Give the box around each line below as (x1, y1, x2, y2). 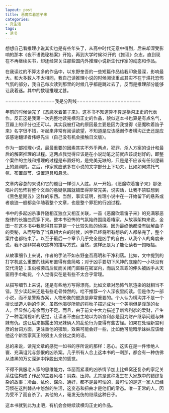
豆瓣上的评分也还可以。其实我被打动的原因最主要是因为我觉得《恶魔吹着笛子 (5, 121, 164, 127)
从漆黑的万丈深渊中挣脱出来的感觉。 (5, 356, 80, 362)
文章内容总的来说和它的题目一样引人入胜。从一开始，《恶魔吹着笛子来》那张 (5, 181, 162, 186)
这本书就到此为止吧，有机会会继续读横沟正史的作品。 (5, 402, 116, 408)
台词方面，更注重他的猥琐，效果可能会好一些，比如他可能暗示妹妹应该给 (14, 326, 164, 332)
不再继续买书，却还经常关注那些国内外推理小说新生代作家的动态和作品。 (9, 58, 159, 63)
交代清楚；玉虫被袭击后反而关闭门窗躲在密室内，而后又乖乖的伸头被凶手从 (5, 265, 159, 271)
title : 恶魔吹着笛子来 (5, 12, 48, 17)
